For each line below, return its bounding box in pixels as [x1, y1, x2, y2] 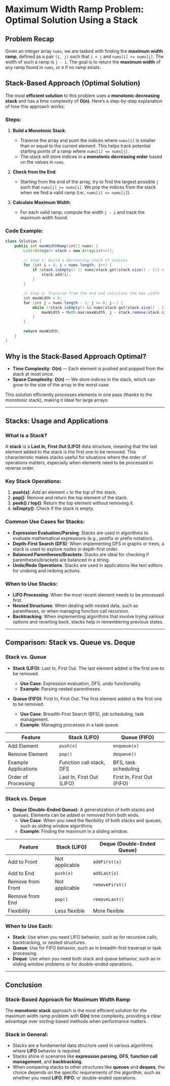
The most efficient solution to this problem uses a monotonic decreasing [5, 93, 160, 99]
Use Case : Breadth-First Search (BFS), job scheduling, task [20, 711, 144, 717]
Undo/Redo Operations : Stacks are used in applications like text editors [12, 562, 163, 568]
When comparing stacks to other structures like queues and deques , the [12, 1064, 165, 1070]
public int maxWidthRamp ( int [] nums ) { [14, 244, 99, 249]
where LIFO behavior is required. [12, 1048, 81, 1054]
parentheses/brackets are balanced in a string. [12, 557, 110, 563]
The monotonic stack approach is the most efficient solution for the [5, 1008, 147, 1014]
